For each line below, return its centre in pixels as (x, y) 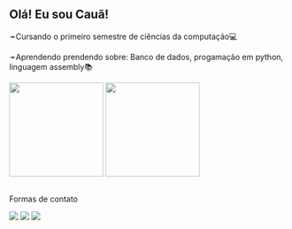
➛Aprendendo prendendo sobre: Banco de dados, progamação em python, (146, 57)
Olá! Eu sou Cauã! (59, 15)
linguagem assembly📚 (51, 66)
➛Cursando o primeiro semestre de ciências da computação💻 (123, 36)
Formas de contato (43, 199)
